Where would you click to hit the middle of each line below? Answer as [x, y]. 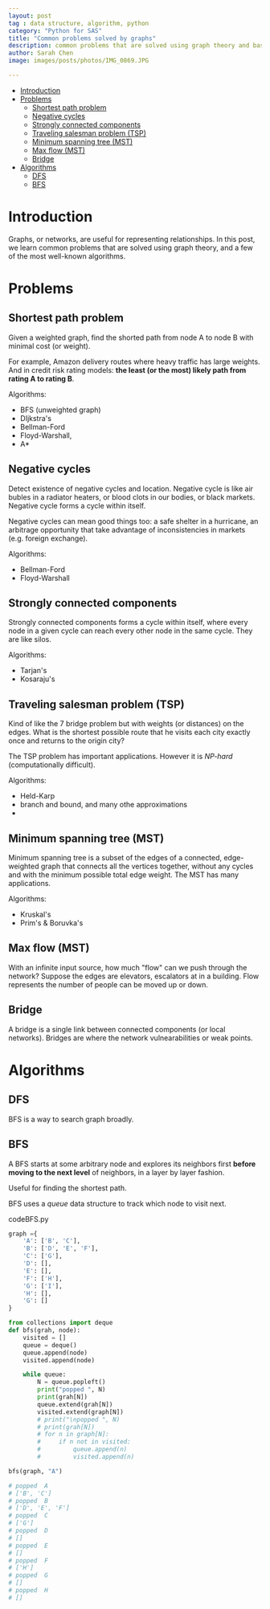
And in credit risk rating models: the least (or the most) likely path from [127, 370]
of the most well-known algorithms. [67, 256]
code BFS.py [29, 1219]
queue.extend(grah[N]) [75, 1404]
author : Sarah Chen [41, 53]
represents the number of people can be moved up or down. [108, 984]
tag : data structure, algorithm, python [79, 23]
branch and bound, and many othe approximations [103, 805]
